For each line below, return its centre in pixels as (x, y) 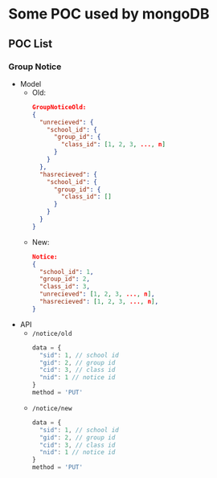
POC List (31, 44)
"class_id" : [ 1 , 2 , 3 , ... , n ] (113, 145)
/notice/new (52, 408)
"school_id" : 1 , (66, 272)
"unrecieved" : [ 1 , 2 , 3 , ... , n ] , (97, 294)
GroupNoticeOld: (59, 107)
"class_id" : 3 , (65, 287)
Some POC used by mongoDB (109, 14)
